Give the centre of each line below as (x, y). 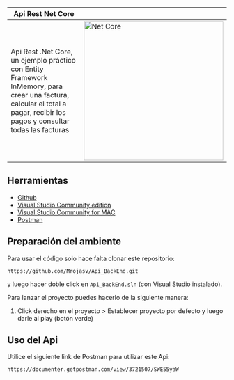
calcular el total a (39, 104)
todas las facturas (40, 130)
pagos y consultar (40, 121)
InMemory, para (37, 86)
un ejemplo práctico (44, 60)
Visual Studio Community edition (64, 205)
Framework (29, 78)
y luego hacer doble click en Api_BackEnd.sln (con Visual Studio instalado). (115, 284)
